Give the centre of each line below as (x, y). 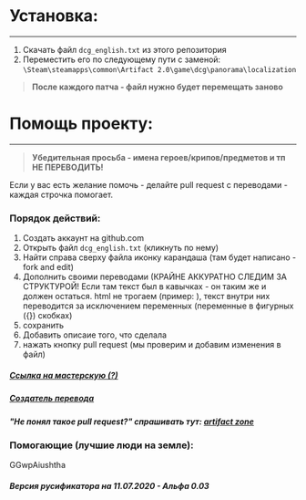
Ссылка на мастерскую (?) (64, 375)
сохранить (43, 326)
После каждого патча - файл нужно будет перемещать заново (158, 87)
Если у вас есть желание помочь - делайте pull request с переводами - (149, 184)
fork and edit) (48, 267)
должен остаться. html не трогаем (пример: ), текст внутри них (146, 297)
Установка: (54, 16)
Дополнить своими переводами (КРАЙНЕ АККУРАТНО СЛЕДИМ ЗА (154, 277)
